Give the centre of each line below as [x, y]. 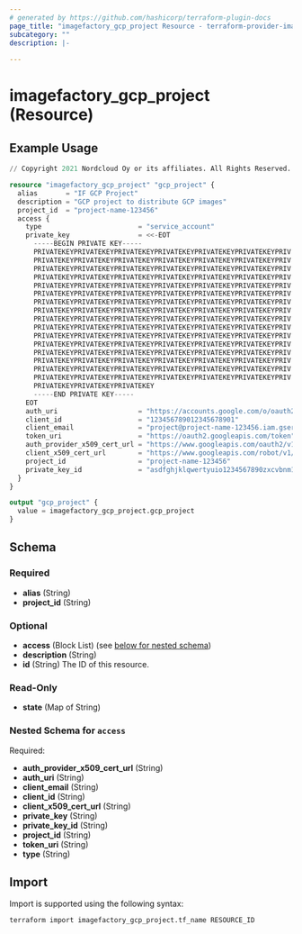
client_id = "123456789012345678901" [133, 420]
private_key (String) [60, 815]
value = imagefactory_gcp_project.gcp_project [106, 511]
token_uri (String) [55, 844]
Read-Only [34, 687]
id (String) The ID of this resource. [86, 664]
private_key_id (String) [65, 825]
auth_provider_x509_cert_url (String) [93, 767]
